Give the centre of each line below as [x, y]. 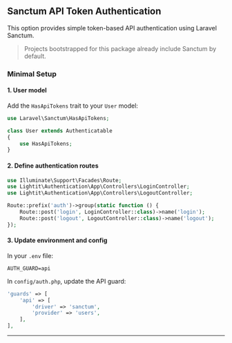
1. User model [27, 90]
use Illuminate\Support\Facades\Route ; [65, 180]
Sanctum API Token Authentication [84, 11]
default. [35, 56]
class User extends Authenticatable [60, 130]
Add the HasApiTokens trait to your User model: [72, 106]
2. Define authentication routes [53, 166]
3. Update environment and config [57, 240]
